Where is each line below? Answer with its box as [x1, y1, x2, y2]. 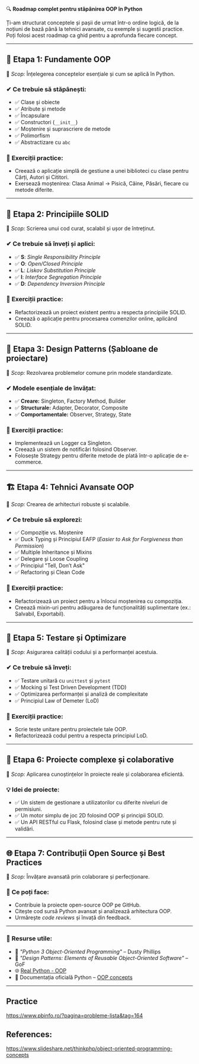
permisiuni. [14, 806, 43, 813]
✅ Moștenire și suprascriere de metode [14, 125, 111, 132]
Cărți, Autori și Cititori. [14, 173, 69, 181]
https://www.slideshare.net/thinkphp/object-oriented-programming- [6, 1045, 173, 1052]
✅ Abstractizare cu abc [14, 139, 71, 146]
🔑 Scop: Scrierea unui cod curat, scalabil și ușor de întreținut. [6, 225, 156, 232]
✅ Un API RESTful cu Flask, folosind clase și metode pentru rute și [14, 819, 176, 826]
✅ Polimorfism [14, 132, 50, 139]
